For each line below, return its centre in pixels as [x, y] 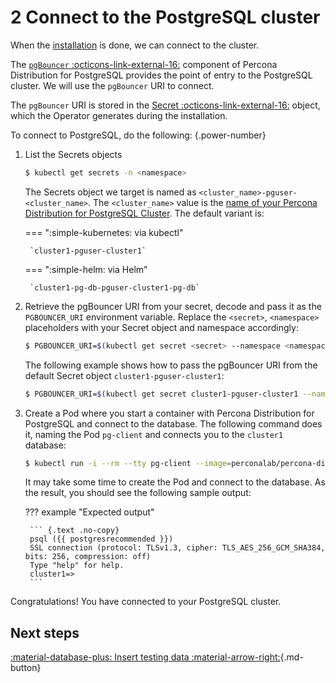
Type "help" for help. [77, 566]
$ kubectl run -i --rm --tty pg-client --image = [128, 463]
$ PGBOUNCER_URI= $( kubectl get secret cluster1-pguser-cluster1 [161, 394]
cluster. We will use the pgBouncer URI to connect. [112, 85]
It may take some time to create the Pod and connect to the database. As [175, 482]
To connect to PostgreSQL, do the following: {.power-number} [138, 135]
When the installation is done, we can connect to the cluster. [135, 45]
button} [26, 668]
